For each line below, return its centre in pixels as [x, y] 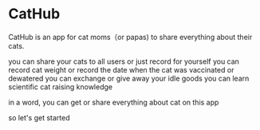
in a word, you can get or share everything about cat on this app [114, 102]
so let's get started [39, 117]
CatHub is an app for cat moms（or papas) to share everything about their [130, 37]
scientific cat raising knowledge [61, 87]
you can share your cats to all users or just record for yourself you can [124, 61]
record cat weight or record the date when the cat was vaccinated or [121, 69]
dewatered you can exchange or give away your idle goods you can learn [129, 78]
